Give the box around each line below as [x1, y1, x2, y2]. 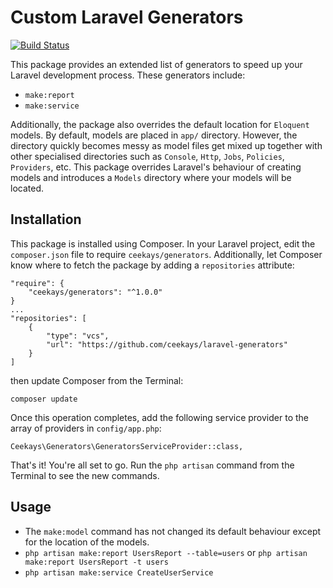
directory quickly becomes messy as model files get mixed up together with [10, 139, 323, 151]
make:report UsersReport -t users [24, 557, 169, 567]
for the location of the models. [24, 536, 150, 548]
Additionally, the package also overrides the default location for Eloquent [10, 118, 310, 130]
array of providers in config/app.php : [10, 422, 162, 434]
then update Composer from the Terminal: [10, 374, 184, 386]
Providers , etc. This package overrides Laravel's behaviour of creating [10, 161, 302, 173]
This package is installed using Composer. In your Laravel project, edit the [10, 237, 316, 250]
